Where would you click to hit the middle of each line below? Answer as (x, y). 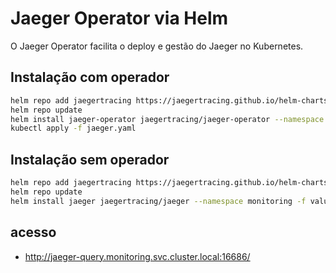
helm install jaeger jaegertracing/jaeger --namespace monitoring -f (158, 201)
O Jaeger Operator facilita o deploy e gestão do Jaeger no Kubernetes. (157, 46)
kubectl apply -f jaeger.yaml (73, 128)
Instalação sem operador (90, 159)
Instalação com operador (90, 77)
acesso (33, 232)
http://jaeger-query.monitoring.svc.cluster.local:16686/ (137, 256)
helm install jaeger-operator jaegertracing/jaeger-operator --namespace (167, 119)
